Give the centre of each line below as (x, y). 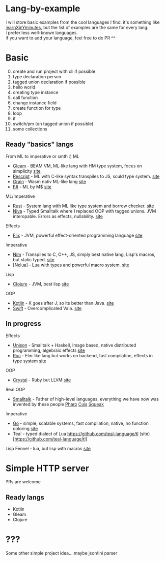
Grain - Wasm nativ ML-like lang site (49, 181)
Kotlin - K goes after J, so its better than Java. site (63, 303)
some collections (30, 129)
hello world (24, 87)
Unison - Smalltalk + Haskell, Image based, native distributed (74, 345)
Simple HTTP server (47, 468)
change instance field (35, 103)
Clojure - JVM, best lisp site (41, 284)
